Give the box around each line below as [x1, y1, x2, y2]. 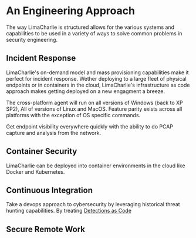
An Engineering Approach [6, 4, 135, 18]
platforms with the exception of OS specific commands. [6, 111, 141, 118]
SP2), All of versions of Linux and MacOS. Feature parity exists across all [6, 105, 183, 113]
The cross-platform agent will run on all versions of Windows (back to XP [6, 99, 183, 106]
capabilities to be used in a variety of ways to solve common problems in [6, 29, 183, 37]
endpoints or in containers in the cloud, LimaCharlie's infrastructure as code [6, 81, 190, 88]
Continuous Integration [6, 185, 93, 195]
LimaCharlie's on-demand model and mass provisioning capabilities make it [6, 69, 189, 76]
